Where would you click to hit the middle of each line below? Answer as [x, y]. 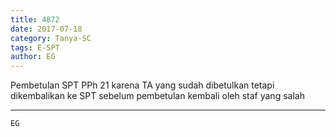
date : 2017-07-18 [46, 29]
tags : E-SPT [35, 47]
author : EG [33, 57]
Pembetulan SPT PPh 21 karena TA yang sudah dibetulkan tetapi [142, 85]
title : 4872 [35, 19]
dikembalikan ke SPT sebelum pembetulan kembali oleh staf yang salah [157, 96]
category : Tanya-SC [51, 38]
